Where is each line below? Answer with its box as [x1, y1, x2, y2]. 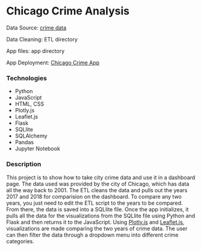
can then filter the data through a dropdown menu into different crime [6, 231, 179, 238]
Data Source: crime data [6, 24, 67, 31]
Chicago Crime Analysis [6, 4, 130, 18]
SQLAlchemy [14, 132, 48, 139]
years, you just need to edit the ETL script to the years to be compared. [6, 199, 183, 207]
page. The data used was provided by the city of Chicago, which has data [6, 180, 190, 187]
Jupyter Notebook [14, 145, 60, 153]
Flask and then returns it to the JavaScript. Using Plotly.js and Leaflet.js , [6, 218, 185, 226]
